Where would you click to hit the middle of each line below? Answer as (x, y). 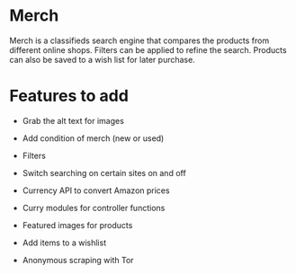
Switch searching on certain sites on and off (104, 172)
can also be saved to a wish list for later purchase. (102, 59)
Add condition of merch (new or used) (93, 138)
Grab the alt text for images (73, 120)
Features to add (69, 96)
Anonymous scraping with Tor (78, 260)
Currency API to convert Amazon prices (96, 190)
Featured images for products (77, 225)
